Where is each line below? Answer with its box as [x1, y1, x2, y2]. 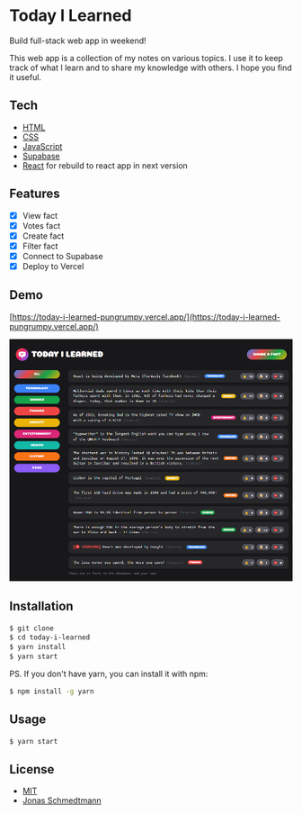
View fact [22, 210, 58, 221]
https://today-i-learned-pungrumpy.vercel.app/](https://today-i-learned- [12, 312, 281, 322]
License [9, 762, 55, 777]
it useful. [9, 71, 42, 82]
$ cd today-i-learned [9, 633, 91, 642]
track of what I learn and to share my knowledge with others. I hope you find [9, 62, 292, 73]
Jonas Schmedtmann [22, 795, 102, 806]
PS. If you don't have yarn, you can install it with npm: [9, 668, 209, 680]
